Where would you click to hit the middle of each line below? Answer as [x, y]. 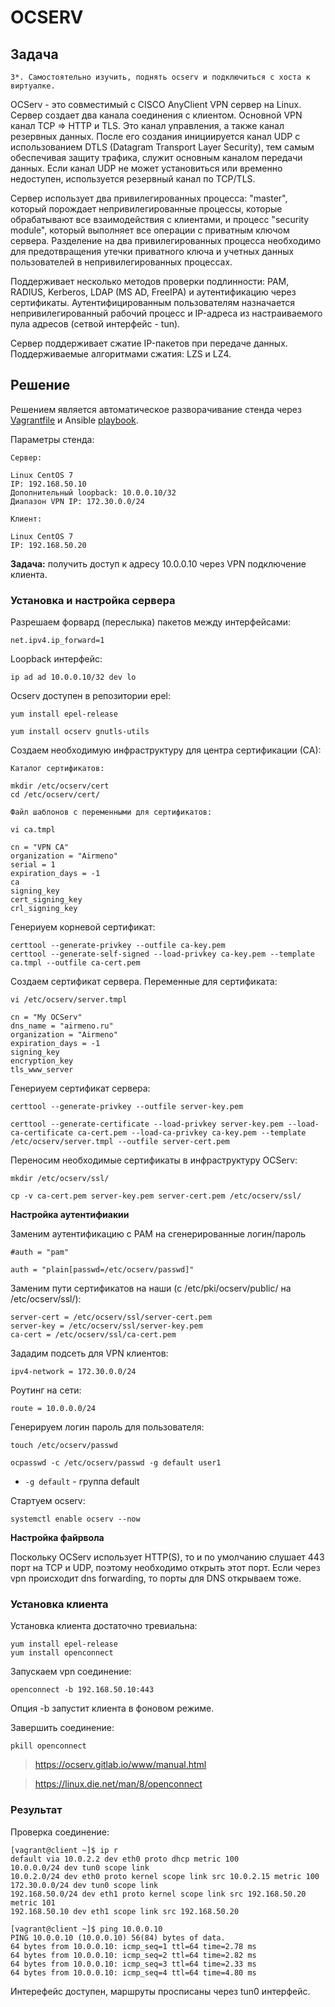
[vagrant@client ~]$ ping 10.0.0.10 [86, 1929]
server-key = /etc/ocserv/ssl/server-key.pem [106, 1326]
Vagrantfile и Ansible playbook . [74, 420]
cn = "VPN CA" [40, 847]
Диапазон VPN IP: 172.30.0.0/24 [77, 501]
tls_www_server [42, 1070]
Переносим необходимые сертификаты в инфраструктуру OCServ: [154, 1160]
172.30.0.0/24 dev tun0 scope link [84, 1885]
